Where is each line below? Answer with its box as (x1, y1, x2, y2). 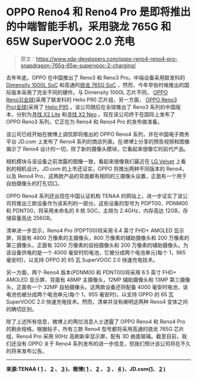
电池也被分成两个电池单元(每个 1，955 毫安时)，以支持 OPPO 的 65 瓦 (6, 290, 174, 297)
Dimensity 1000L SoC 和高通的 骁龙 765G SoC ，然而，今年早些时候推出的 (6, 81, 185, 88)
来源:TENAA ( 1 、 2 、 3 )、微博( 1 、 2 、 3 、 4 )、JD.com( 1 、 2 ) (6, 365, 166, 372)
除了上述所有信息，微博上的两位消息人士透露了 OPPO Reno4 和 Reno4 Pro (6, 318, 186, 325)
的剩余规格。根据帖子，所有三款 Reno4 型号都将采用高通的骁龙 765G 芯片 (6, 325, 185, 332)
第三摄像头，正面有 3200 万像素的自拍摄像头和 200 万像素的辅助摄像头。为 (6, 242, 189, 249)
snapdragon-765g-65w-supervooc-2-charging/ (20, 62, 136, 69)
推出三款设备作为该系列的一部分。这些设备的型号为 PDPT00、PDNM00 (16, 199, 189, 206)
